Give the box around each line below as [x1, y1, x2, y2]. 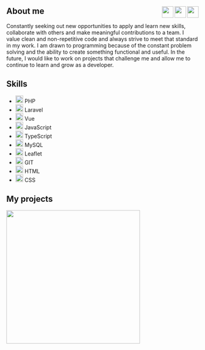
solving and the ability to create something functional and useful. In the [6, 48, 185, 55]
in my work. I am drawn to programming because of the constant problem [6, 41, 192, 49]
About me [6, 6, 45, 16]
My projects [6, 194, 53, 204]
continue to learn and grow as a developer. [6, 61, 114, 68]
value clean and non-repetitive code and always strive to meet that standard [6, 35, 198, 43]
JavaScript [24, 123, 52, 131]
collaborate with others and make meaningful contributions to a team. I [6, 29, 184, 36]
